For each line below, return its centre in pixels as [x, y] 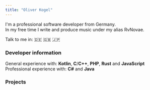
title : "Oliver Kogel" [29, 10]
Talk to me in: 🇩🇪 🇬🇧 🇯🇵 [33, 39]
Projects [16, 82]
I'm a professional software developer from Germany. [60, 24]
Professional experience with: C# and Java [50, 69]
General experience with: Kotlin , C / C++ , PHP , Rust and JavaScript [75, 63]
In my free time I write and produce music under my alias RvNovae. [75, 29]
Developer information [33, 52]
